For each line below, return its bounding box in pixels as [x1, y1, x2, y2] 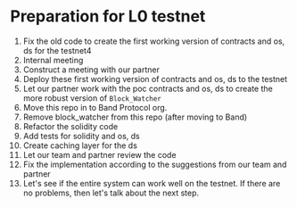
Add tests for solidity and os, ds [22, 130, 141, 141]
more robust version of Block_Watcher [22, 92, 161, 103]
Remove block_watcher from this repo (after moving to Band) [22, 112, 248, 122]
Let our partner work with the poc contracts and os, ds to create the [22, 83, 273, 94]
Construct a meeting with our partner [22, 64, 160, 75]
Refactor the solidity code [22, 120, 119, 131]
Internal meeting [22, 54, 84, 65]
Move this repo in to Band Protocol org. [22, 102, 168, 112]
